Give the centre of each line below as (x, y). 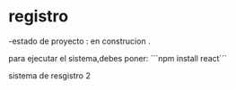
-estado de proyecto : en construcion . (79, 41)
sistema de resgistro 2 (49, 75)
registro (39, 16)
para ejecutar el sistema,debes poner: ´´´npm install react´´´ (118, 58)
